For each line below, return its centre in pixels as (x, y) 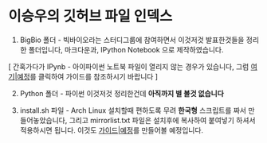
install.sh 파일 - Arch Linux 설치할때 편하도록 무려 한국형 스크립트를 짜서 (133, 110)
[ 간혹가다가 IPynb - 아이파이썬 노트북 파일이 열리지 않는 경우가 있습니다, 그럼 (129, 66)
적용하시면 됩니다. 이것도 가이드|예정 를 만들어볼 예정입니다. (112, 130)
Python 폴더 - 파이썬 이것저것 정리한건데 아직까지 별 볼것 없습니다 (122, 93)
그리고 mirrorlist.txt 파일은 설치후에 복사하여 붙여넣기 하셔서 (162, 120)
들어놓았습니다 (42, 120)
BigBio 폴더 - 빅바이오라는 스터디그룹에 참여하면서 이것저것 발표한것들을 (132, 40)
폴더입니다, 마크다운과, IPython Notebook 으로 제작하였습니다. (126, 49)
